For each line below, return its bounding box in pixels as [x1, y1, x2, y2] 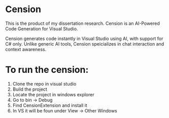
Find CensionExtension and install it [12, 102, 87, 108]
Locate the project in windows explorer [12, 91, 95, 97]
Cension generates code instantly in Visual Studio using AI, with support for [5, 35, 163, 42]
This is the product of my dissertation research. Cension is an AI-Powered [5, 20, 160, 26]
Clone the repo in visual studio [12, 81, 77, 87]
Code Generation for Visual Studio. [5, 25, 78, 31]
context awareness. [5, 46, 47, 52]
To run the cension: [5, 64, 89, 75]
